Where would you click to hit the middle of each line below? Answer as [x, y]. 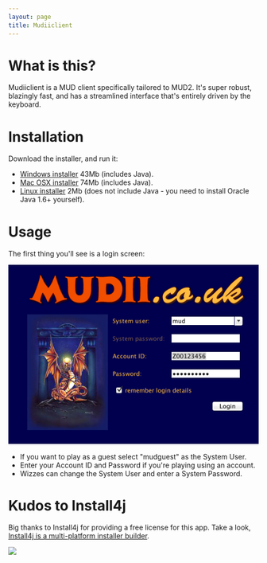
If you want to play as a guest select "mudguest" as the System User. [133, 456]
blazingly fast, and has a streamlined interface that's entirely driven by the [130, 96]
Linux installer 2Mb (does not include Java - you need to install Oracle [134, 191]
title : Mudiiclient [41, 25]
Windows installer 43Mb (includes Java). [87, 174]
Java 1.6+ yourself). [52, 200]
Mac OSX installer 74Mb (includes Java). [86, 182]
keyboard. [25, 104]
